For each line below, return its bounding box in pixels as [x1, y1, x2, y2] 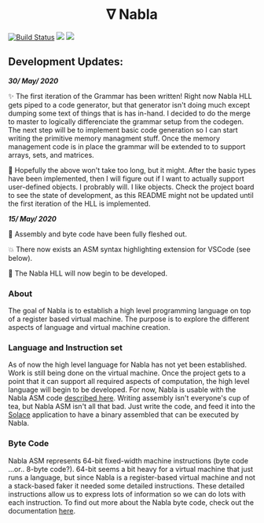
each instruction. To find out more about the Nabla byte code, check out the [8, 497, 254, 507]
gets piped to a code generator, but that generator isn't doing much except [8, 100, 251, 109]
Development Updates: [8, 55, 124, 68]
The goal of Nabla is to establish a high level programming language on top [8, 306, 251, 316]
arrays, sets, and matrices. [8, 150, 94, 159]
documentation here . [8, 506, 76, 515]
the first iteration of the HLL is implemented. [8, 199, 151, 208]
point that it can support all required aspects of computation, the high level [8, 377, 250, 386]
